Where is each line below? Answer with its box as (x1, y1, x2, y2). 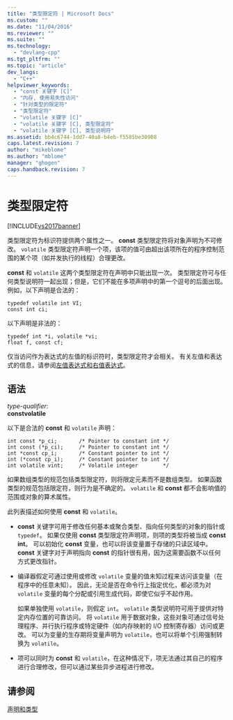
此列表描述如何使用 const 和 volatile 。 (7, 507, 122, 516)
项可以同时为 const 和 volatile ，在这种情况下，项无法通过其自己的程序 (17, 654, 223, 663)
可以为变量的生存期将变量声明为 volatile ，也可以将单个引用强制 (31, 631, 217, 639)
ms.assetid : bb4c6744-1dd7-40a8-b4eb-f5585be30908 (7, 133, 157, 140)
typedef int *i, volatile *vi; (7, 333, 98, 340)
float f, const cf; (7, 339, 64, 346)
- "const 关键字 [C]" (13, 88, 73, 95)
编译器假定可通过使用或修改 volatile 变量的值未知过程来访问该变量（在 (17, 572, 223, 580)
